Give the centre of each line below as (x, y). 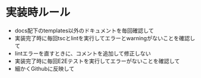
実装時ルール (38, 12)
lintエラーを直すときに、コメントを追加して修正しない (83, 53)
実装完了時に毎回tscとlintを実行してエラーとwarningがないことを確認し (105, 38)
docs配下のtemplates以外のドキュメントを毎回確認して (84, 30)
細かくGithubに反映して (44, 68)
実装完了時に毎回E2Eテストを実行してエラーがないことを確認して (97, 61)
